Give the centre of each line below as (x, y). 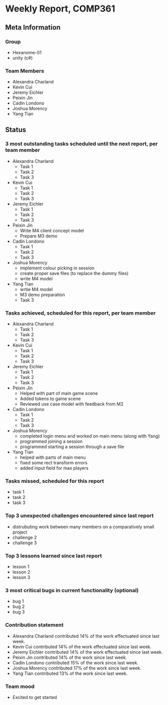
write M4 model (36, 278)
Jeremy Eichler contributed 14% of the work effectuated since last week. (88, 652)
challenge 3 (25, 543)
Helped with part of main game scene (59, 393)
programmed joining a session (51, 441)
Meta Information (33, 27)
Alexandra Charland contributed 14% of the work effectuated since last (86, 636)
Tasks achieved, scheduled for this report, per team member (80, 313)
